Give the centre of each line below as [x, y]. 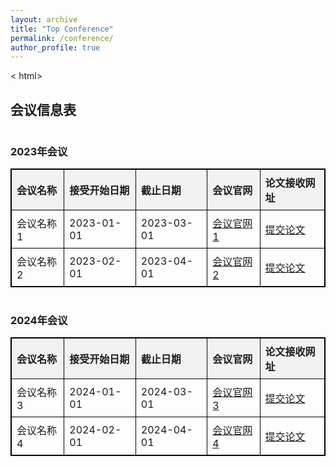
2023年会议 [39, 151]
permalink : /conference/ [62, 38]
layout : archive [44, 19]
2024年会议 [39, 321]
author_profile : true [55, 47]
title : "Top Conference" [62, 29]
